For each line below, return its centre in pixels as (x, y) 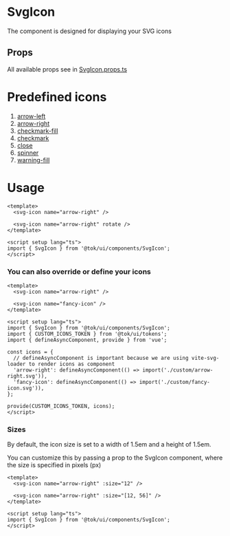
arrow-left (31, 116)
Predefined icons (57, 97)
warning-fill (33, 160)
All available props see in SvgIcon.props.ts (67, 69)
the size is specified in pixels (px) (54, 465)
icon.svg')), (26, 388)
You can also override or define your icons (79, 271)
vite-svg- (205, 358)
